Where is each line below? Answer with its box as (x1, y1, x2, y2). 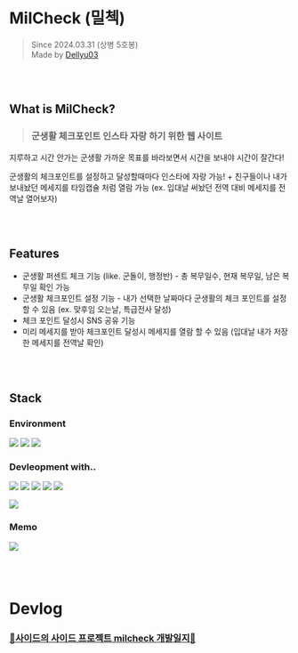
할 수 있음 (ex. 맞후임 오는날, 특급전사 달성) (21, 304, 172, 315)
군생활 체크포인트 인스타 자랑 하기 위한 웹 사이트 (30, 130, 222, 142)
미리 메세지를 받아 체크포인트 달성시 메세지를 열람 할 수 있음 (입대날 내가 (21, 326, 272, 337)
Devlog (9, 598, 63, 618)
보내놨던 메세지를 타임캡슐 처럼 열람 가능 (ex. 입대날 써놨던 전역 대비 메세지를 (9, 181, 278, 192)
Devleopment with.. (9, 461, 96, 473)
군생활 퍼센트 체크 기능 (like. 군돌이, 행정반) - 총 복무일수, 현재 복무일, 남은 (21, 270, 280, 281)
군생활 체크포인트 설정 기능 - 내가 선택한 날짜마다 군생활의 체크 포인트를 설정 (21, 293, 287, 303)
